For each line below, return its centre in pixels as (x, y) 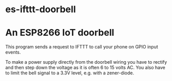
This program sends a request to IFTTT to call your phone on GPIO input (82, 47)
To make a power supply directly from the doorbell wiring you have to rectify (86, 62)
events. (13, 52)
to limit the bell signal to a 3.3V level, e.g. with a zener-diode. (70, 73)
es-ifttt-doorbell (41, 9)
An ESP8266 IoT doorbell (60, 33)
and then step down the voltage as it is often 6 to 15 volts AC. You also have (85, 68)
